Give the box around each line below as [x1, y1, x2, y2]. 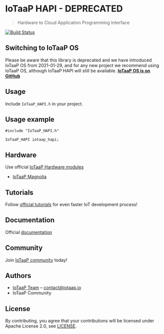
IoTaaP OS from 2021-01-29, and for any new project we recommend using [5, 62, 159, 68]
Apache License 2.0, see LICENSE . [5, 323, 77, 329]
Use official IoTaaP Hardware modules [5, 164, 84, 170]
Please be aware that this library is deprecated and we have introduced [5, 57, 152, 63]
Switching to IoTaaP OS [5, 43, 79, 52]
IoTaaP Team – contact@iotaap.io [12, 284, 81, 290]
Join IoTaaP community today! [5, 257, 67, 263]
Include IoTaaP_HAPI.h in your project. [5, 100, 83, 106]
